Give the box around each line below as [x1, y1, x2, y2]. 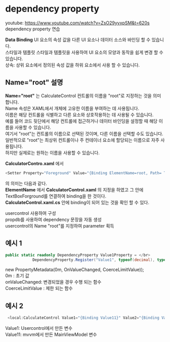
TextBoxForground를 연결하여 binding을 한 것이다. [5, 193, 107, 199]
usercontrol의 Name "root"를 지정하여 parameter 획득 [5, 222, 114, 229]
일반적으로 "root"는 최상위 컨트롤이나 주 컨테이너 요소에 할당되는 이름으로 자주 [5, 137, 160, 143]
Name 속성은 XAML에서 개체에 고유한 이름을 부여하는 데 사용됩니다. [5, 105, 140, 111]
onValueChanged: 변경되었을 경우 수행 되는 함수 [5, 279, 102, 285]
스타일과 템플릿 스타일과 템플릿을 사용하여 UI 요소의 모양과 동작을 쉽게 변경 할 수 [5, 49, 163, 55]
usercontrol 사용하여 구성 [5, 210, 57, 216]
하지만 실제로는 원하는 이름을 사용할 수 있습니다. [5, 149, 100, 156]
